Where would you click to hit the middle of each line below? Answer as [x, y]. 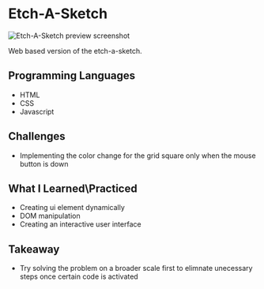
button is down [44, 163]
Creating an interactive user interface [80, 224]
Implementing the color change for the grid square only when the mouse [138, 156]
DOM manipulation [50, 216]
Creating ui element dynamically [72, 208]
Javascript [37, 111]
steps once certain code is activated [79, 276]
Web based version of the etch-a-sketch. [75, 51]
